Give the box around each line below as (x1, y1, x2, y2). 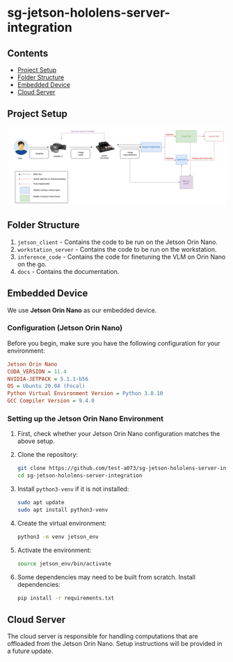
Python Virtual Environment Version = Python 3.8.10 (7, 390, 163, 397)
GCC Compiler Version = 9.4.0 (7, 398, 95, 405)
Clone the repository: (17, 451, 79, 459)
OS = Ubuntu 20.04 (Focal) (7, 382, 86, 390)
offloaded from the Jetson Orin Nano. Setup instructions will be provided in (7, 640, 223, 648)
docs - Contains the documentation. (17, 267, 120, 275)
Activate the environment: (17, 546, 92, 554)
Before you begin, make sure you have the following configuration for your (7, 339, 220, 347)
